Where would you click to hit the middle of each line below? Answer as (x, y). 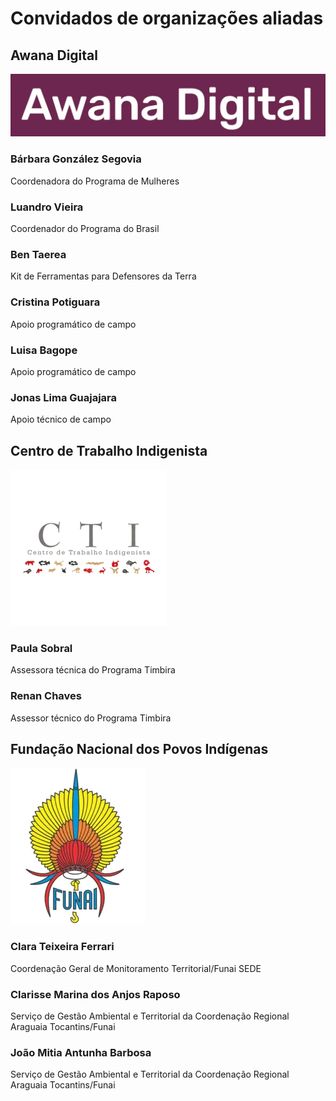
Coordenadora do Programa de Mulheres (95, 181)
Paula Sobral (41, 648)
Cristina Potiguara (55, 302)
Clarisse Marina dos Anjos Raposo (95, 994)
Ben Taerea (38, 254)
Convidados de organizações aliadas (167, 18)
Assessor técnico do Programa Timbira (91, 718)
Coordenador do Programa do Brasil (85, 228)
